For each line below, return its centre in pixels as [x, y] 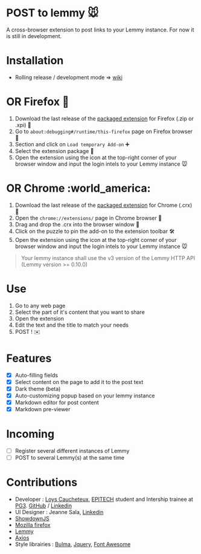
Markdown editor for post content [57, 402]
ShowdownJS [32, 518]
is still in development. [34, 36]
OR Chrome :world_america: [78, 188]
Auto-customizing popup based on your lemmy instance [85, 396]
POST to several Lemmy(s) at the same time [70, 458]
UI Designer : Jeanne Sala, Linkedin [59, 512]
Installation [35, 61]
